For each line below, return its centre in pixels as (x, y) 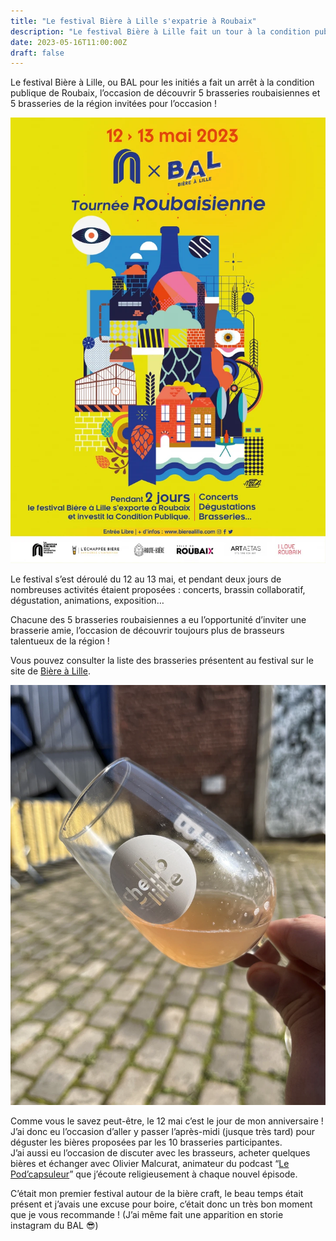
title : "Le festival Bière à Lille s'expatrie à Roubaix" (133, 21)
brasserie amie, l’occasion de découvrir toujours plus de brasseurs (147, 631)
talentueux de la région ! (60, 641)
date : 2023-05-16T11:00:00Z (69, 42)
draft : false (37, 53)
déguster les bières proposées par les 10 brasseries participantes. (146, 1142)
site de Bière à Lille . (50, 671)
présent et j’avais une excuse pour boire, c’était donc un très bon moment (161, 1204)
